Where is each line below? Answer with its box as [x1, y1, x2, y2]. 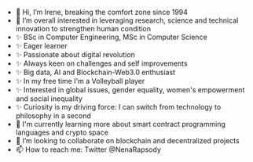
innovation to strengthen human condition [15, 24, 152, 33]
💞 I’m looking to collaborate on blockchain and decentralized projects [15, 136, 240, 145]
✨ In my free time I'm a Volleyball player [15, 77, 145, 85]
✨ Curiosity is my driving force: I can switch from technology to [15, 103, 222, 111]
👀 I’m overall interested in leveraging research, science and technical [15, 16, 239, 25]
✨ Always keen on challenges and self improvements [15, 59, 188, 68]
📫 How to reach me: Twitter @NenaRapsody [15, 145, 161, 154]
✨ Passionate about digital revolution [15, 50, 135, 59]
